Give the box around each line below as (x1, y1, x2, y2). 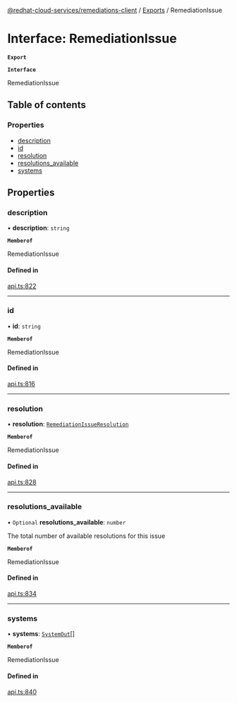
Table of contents (7, 99, 86, 111)
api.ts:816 (7, 380, 35, 389)
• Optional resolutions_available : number (7, 518, 126, 526)
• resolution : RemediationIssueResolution (7, 420, 129, 429)
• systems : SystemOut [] (7, 630, 75, 638)
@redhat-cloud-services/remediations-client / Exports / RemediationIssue (7, 6, 222, 14)
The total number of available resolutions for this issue (7, 532, 166, 540)
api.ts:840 (7, 687, 37, 696)
